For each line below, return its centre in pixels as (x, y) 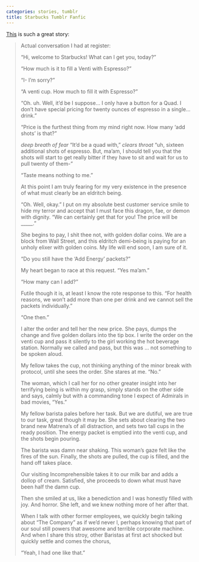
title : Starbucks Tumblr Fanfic (46, 17)
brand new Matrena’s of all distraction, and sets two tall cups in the (102, 426)
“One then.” (35, 317)
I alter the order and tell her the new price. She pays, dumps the (98, 329)
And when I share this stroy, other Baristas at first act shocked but (101, 535)
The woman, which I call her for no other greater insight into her (98, 383)
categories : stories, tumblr (42, 12)
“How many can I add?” (49, 281)
